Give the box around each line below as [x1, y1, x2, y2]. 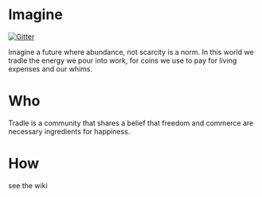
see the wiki [8, 180, 48, 190]
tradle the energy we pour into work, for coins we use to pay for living [8, 56, 237, 65]
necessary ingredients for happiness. [8, 126, 131, 136]
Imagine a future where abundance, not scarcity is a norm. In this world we [8, 47, 254, 56]
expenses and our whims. [8, 64, 93, 73]
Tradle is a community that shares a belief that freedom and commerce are [8, 118, 254, 128]
